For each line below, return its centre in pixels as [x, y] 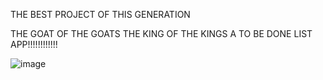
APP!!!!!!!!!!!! [34, 44]
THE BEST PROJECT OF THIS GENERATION [100, 14]
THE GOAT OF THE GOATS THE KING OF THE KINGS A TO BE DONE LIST [161, 33]
